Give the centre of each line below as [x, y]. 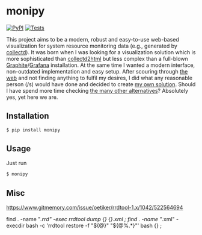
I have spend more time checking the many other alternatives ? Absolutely [97, 90]
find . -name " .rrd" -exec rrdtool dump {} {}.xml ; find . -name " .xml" [91, 219]
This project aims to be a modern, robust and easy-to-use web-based [93, 39]
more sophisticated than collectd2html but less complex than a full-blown [97, 58]
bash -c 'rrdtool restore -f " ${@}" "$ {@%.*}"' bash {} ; [94, 226]
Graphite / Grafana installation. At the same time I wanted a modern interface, [101, 65]
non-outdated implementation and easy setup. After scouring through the [97, 71]
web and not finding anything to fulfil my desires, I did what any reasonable [99, 78]
